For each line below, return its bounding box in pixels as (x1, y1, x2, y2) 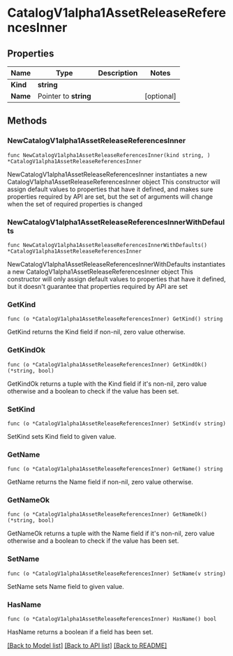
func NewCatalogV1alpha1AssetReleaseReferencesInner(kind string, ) (7, 151, 211, 158)
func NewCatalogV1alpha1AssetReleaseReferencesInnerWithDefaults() (7, 241, 208, 248)
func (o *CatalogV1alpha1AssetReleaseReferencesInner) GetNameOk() (7, 511, 208, 518)
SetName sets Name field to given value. (7, 582, 124, 590)
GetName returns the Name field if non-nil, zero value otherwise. (7, 478, 194, 486)
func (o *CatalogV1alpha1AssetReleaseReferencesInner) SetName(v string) (7, 570, 227, 577)
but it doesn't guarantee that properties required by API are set (7, 282, 188, 290)
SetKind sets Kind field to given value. (7, 432, 116, 440)
